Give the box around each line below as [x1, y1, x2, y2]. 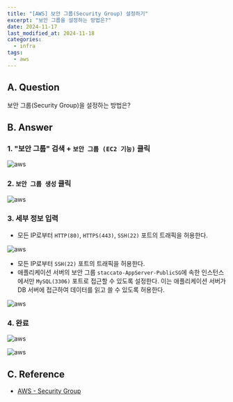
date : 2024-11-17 [7, 23, 58, 30]
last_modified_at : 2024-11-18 [7, 29, 95, 37]
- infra [13, 43, 36, 50]
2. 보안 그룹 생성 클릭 [7, 179, 72, 188]
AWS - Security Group [17, 387, 81, 395]
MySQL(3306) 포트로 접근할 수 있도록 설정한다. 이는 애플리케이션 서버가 [35, 276, 226, 285]
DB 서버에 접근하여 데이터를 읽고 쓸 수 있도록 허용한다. [17, 285, 165, 294]
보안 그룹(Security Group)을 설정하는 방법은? [7, 100, 131, 109]
